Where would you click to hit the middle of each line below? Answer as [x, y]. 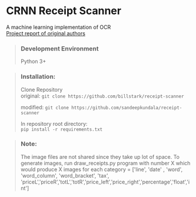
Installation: [38, 76]
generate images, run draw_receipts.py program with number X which [105, 163]
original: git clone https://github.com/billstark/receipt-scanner [102, 96]
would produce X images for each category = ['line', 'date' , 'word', [102, 169]
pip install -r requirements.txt [62, 129]
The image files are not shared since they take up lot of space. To [100, 156]
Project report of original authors [46, 33]
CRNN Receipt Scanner [64, 11]
